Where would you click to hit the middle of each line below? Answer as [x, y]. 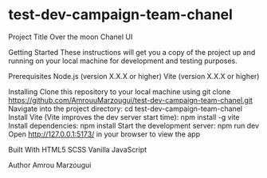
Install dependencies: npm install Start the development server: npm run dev [134, 125]
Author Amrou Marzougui [50, 164]
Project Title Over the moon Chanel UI [71, 37]
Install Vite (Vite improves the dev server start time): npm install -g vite [124, 117]
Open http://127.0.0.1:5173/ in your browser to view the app [104, 134]
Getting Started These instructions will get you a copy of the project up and [132, 52]
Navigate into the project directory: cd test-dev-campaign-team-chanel [126, 109]
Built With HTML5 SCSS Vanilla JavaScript [78, 149]
